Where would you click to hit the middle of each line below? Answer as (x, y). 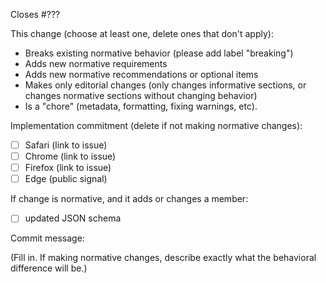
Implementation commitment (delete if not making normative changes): (156, 125)
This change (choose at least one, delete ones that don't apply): (142, 33)
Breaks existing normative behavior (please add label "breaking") (159, 53)
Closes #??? (35, 14)
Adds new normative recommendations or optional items (141, 74)
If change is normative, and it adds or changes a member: (129, 199)
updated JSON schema (73, 218)
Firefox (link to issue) (68, 168)
